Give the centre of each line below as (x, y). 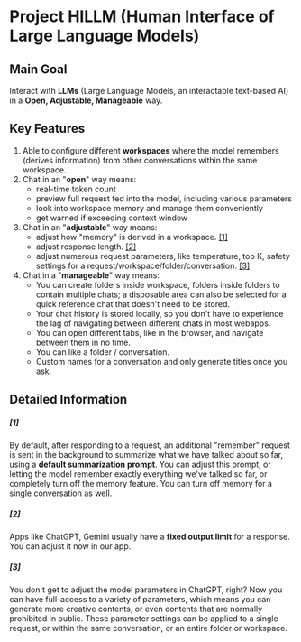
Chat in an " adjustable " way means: (90, 227)
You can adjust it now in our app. (70, 546)
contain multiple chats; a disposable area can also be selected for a (161, 294)
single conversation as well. (61, 493)
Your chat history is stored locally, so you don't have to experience (160, 313)
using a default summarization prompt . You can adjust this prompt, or (141, 465)
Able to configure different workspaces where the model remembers (150, 150)
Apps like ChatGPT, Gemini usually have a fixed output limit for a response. (150, 537)
